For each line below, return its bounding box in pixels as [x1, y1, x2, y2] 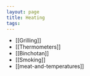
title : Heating [6, 15, 45, 21]
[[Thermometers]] [15, 43, 61, 50]
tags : [6, 20, 20, 26]
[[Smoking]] [15, 56, 46, 64]
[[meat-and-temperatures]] [15, 63, 84, 70]
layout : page [6, 9, 40, 15]
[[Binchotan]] [15, 50, 49, 57]
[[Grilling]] [15, 37, 42, 44]
